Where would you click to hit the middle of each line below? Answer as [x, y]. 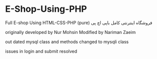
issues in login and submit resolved [41, 51]
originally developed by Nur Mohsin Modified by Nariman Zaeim [71, 32]
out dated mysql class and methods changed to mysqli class [67, 42]
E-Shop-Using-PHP [46, 9]
